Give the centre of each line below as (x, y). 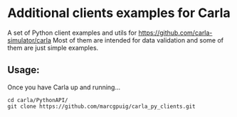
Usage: (24, 70)
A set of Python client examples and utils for (72, 33)
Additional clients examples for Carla (119, 13)
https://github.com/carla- (175, 33)
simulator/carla (29, 40)
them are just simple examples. (53, 48)
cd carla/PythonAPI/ (38, 100)
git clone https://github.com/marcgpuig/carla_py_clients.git (101, 106)
